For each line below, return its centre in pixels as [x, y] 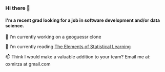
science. [15, 25]
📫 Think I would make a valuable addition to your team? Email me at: [78, 57]
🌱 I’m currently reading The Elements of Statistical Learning [68, 47]
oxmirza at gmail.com [28, 64]
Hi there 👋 [18, 8]
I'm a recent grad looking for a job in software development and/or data [83, 20]
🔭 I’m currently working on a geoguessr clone [53, 37]
